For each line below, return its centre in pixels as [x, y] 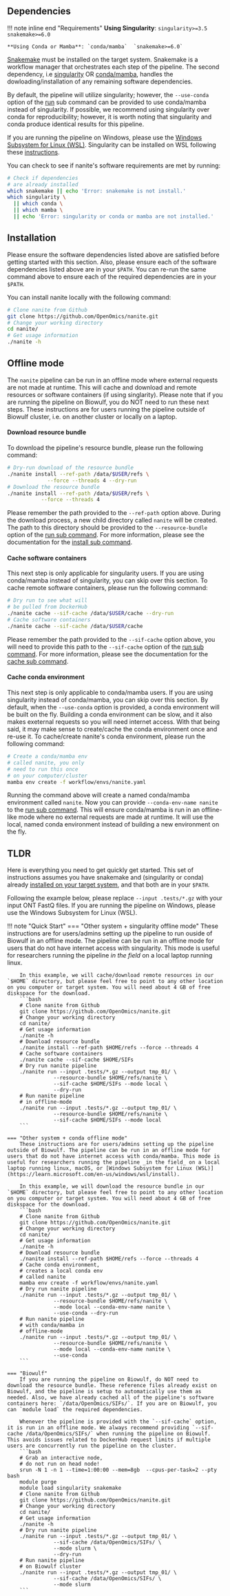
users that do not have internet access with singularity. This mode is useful [114, 948]
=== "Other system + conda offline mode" [67, 1138]
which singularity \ [37, 197]
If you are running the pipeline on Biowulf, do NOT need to [109, 1380]
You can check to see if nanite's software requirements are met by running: [114, 165]
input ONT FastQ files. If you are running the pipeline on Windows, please [111, 905]
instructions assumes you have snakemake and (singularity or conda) [106, 878]
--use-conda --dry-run [86, 1313]
